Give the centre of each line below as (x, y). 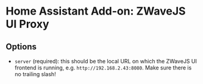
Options (21, 47)
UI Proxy (27, 24)
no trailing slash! (35, 74)
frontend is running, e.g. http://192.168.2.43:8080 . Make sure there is (103, 68)
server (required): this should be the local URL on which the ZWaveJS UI (106, 61)
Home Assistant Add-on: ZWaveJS (96, 11)
